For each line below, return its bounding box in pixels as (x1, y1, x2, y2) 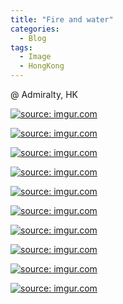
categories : (10, 24, 60, 34)
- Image (19, 52, 52, 62)
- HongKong (19, 61, 65, 71)
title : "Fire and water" (10, 14, 114, 25)
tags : (10, 42, 33, 53)
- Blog (19, 33, 47, 43)
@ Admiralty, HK (10, 89, 78, 100)
